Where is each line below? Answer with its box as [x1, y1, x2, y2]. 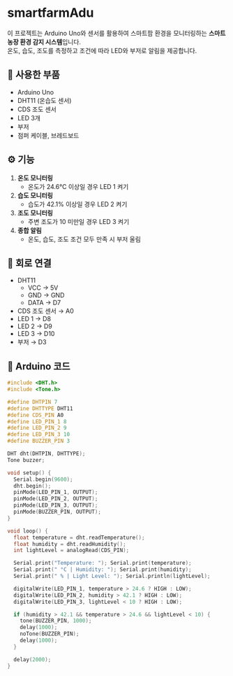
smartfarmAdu [7, 5, 94, 21]
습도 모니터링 [17, 191, 54, 199]
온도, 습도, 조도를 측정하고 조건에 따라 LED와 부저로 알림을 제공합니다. [7, 46, 197, 55]
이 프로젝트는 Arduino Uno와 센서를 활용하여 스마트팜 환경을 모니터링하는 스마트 [7, 29, 226, 37]
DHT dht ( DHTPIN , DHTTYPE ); [7, 450, 86, 458]
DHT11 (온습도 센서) [17, 96, 72, 104]
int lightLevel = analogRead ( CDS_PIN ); [13, 547, 130, 554]
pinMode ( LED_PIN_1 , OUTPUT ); [13, 488, 98, 496]
